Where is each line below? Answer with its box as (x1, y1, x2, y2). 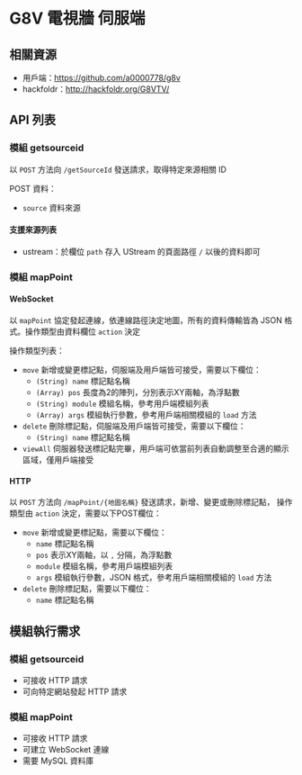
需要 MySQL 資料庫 (22, 755, 94, 766)
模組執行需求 (9, 623, 81, 639)
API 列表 (9, 113, 57, 128)
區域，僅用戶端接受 (22, 455, 94, 465)
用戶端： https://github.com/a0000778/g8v (22, 73, 182, 83)
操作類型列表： (9, 346, 65, 356)
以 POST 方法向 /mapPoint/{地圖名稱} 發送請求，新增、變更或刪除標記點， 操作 (9, 497, 293, 508)
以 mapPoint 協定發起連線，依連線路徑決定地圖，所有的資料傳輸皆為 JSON (9, 315, 283, 326)
